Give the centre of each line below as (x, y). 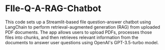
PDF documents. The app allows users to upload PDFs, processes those (79, 32)
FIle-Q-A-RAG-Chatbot (53, 8)
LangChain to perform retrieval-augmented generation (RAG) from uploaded (83, 27)
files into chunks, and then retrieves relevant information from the (72, 37)
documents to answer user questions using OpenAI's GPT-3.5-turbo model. (82, 42)
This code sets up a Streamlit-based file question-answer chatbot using (78, 22)
